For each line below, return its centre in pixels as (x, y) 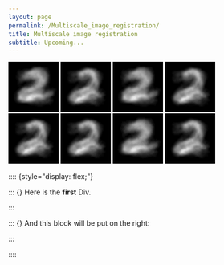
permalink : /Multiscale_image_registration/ (84, 25)
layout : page (30, 17)
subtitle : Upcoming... (46, 43)
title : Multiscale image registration (73, 34)
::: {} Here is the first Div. (50, 192)
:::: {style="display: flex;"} (51, 177)
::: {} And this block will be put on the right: (79, 223)
